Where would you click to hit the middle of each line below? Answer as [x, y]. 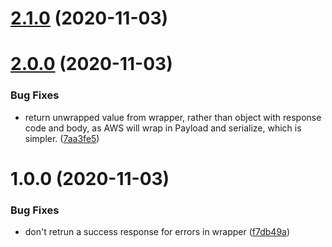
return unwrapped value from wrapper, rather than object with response [173, 117]
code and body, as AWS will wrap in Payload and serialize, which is [163, 128]
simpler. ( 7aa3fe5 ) [62, 138]
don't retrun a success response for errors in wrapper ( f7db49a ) [157, 232]
